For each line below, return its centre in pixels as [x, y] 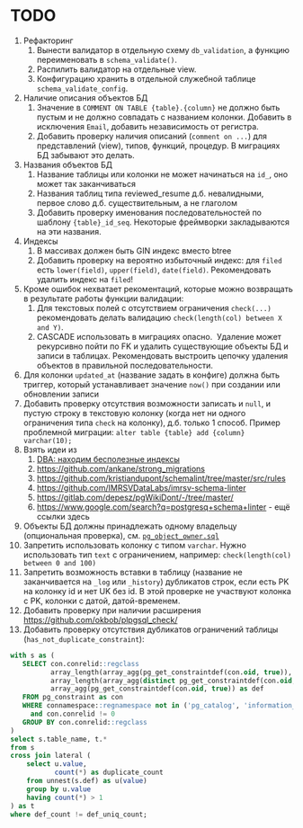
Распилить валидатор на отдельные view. [116, 69]
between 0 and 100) [60, 563]
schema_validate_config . [82, 88]
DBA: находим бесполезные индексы [108, 459]
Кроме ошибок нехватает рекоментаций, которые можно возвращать [158, 289]
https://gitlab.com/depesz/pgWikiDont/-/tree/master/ [135, 497]
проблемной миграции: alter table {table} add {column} [134, 432]
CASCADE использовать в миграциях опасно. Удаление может [159, 336]
